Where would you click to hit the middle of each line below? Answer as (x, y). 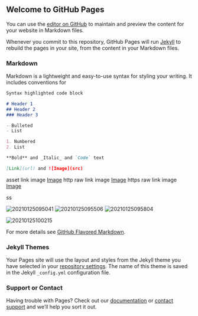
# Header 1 (20, 104)
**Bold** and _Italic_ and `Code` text (55, 158)
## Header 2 (21, 109)
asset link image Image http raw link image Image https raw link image (92, 180)
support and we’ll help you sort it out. (51, 307)
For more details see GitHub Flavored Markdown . (66, 232)
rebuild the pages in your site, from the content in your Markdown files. (92, 48)
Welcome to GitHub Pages (55, 10)
